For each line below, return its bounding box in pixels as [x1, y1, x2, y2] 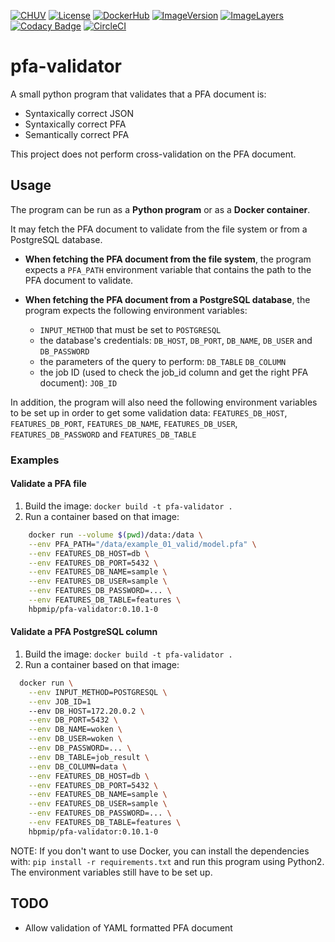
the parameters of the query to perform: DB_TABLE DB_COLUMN [39, 355, 287, 367]
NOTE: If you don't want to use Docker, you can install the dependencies [10, 845, 310, 857]
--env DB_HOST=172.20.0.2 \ [28, 706, 145, 716]
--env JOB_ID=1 [28, 696, 92, 707]
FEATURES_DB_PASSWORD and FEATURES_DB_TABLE [10, 428, 197, 440]
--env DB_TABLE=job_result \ [28, 752, 150, 762]
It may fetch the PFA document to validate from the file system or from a [10, 223, 308, 235]
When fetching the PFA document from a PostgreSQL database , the [24, 293, 311, 305]
